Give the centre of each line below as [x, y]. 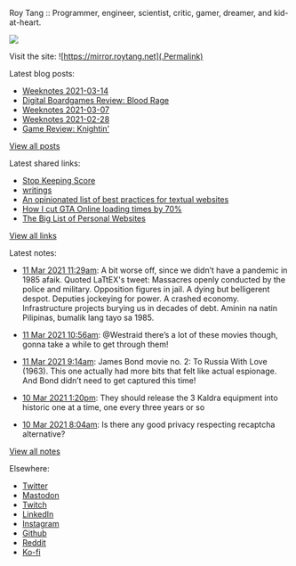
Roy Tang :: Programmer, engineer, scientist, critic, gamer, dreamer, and [141, 13]
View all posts [35, 146]
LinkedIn [38, 514]
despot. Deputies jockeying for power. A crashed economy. [131, 299]
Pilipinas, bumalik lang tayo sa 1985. [88, 317]
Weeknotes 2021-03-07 [65, 110]
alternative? [44, 434]
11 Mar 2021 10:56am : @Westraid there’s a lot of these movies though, [150, 335]
